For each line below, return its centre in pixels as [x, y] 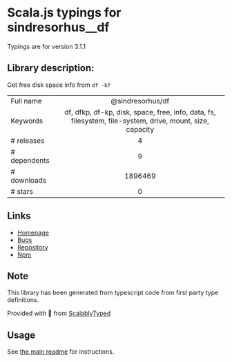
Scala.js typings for [64, 13]
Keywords [27, 121]
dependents [30, 160]
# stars [22, 191]
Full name [27, 101]
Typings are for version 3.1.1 [47, 46]
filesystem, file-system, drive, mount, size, [140, 121]
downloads [29, 180]
